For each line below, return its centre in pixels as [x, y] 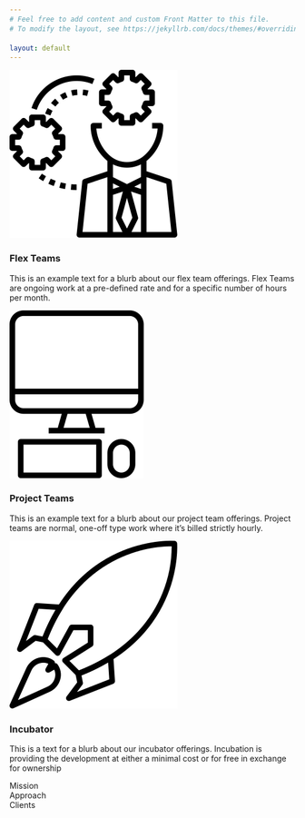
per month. [30, 297]
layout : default [40, 48]
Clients [23, 805]
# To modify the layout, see [64, 29]
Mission [24, 786]
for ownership [35, 768]
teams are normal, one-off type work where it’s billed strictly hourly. [136, 527]
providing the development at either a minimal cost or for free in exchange [148, 759]
